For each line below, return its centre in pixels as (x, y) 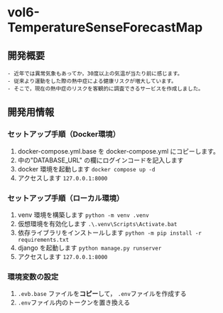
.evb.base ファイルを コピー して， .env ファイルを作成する (102, 294)
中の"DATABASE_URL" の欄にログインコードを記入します (100, 160)
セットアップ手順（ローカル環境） (66, 198)
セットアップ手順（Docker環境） (64, 134)
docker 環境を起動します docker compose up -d (86, 169)
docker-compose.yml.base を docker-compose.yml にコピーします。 (119, 151)
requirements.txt (43, 240)
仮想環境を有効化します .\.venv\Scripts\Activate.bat (97, 223)
